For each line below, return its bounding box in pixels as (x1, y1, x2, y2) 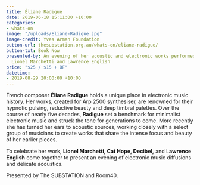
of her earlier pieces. (6, 136, 58, 143)
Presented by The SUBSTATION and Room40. (6, 172, 118, 179)
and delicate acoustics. (6, 161, 64, 168)
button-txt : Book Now (6, 48, 60, 54)
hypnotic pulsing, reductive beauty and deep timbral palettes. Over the (6, 104, 180, 112)
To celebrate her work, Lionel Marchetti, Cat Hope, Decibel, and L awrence (6, 147, 192, 155)
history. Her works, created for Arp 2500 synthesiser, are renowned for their (6, 98, 193, 105)
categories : (6, 20, 36, 26)
